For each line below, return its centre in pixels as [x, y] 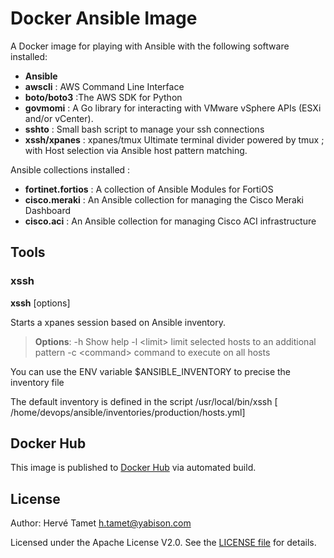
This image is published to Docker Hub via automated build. [133, 468]
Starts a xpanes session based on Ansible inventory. [118, 322]
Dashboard [48, 210]
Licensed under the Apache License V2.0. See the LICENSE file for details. [163, 543]
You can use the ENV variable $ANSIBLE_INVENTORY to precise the [151, 371]
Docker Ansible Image [104, 18]
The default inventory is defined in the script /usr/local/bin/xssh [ [144, 401]
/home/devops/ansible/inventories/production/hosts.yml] [128, 412]
